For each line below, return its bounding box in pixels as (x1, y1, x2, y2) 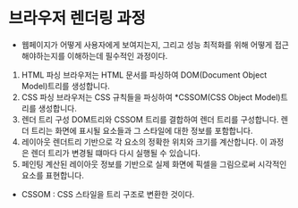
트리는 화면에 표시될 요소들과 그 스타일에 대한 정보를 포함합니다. (30, 125, 253, 136)
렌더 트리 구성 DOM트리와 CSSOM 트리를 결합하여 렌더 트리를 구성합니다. (21, 113, 279, 125)
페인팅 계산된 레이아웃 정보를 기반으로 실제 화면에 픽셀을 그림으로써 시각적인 (21, 158, 287, 170)
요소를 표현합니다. (21, 170, 84, 180)
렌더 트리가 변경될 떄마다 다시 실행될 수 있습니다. (30, 147, 200, 158)
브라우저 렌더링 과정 (8, 8, 147, 29)
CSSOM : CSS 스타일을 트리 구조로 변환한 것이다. (21, 188, 195, 199)
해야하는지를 (21, 50, 66, 61)
